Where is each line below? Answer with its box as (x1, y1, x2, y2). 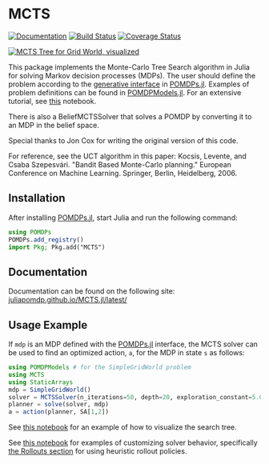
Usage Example (8, 318, 88, 332)
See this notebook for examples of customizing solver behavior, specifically (8, 438, 258, 448)
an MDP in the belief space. (8, 120, 100, 130)
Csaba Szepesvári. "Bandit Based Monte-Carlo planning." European (8, 159, 232, 169)
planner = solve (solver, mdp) (8, 401, 110, 409)
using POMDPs (8, 228, 52, 236)
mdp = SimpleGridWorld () (8, 386, 91, 394)
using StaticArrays (8, 378, 74, 386)
